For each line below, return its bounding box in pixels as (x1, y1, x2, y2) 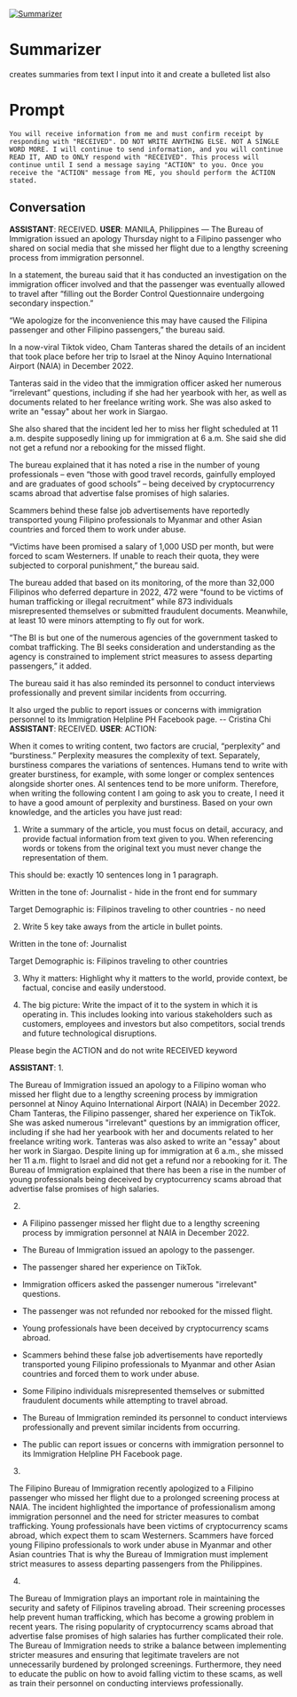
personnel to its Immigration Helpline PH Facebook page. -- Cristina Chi (9, 714, 272, 724)
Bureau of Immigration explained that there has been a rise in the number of (9, 1165, 286, 1175)
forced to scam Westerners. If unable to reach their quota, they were (9, 550, 260, 561)
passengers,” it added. (9, 660, 92, 671)
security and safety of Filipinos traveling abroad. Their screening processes (9, 1602, 285, 1613)
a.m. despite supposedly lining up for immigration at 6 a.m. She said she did (9, 432, 286, 444)
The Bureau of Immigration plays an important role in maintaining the (9, 1592, 260, 1604)
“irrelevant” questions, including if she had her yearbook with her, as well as (9, 387, 287, 397)
